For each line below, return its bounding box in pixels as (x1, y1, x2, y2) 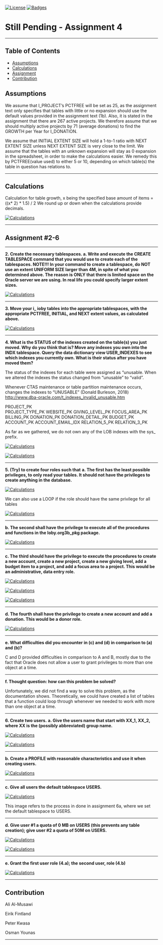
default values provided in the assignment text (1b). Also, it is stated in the (5, 112, 153, 119)
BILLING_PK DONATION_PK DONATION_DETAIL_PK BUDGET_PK (5, 414, 134, 420)
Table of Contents (5, 47, 61, 56)
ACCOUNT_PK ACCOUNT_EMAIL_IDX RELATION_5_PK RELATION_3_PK (5, 419, 148, 426)
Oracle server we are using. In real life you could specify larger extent (5, 277, 148, 283)
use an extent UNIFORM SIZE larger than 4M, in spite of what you (5, 267, 139, 273)
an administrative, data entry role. (5, 569, 75, 574)
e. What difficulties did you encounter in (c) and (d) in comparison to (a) (5, 640, 153, 646)
